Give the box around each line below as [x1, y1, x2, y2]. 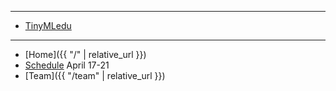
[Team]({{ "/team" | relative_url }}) [24, 70, 166, 81]
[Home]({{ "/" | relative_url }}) [24, 49, 147, 60]
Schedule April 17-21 [24, 59, 110, 71]
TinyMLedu [24, 20, 72, 31]
